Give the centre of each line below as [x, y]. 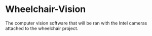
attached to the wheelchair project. [42, 28]
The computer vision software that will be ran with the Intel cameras [76, 23]
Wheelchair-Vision [46, 9]
